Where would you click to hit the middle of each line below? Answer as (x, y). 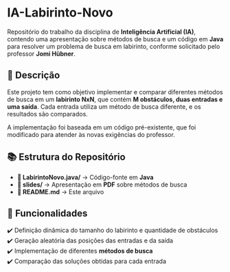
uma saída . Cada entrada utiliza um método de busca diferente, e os (104, 106)
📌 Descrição (34, 75)
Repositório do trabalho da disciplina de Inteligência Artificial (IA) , (102, 32)
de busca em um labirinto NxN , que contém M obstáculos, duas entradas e (115, 99)
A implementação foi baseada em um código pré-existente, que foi (102, 127)
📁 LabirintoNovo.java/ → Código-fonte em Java (85, 177)
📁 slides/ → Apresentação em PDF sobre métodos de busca (102, 185)
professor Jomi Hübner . (41, 54)
